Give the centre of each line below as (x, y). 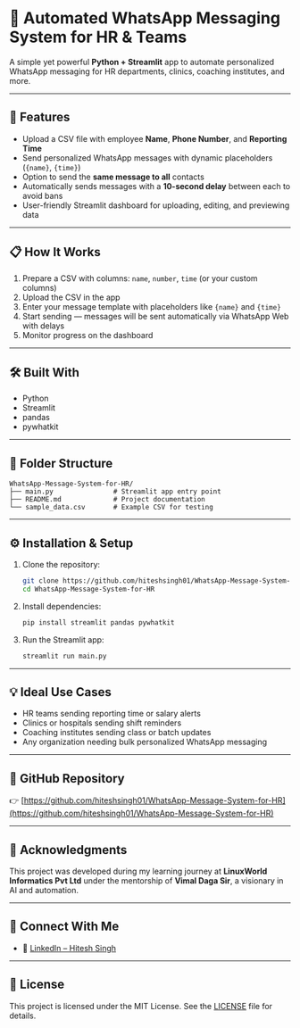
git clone (41, 581)
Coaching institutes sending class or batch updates (117, 733)
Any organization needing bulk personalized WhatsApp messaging (145, 742)
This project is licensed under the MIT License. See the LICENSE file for (141, 1006)
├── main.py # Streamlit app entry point (115, 492)
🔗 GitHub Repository (67, 779)
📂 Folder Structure (61, 463)
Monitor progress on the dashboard (87, 335)
